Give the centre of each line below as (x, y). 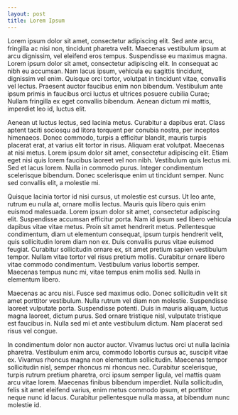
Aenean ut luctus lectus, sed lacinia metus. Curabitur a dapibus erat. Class (116, 122)
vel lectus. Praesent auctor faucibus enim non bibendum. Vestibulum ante (115, 86)
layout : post (27, 14)
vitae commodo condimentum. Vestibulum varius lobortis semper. (104, 264)
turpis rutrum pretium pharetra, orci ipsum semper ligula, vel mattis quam (114, 375)
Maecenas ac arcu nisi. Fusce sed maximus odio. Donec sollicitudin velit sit (117, 293)
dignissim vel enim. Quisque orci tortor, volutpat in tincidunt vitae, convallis (117, 78)
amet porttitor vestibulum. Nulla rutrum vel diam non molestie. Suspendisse (118, 300)
